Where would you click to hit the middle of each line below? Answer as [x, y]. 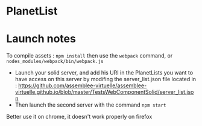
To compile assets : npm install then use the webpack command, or [90, 56]
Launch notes [41, 39]
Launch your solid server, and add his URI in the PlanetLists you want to [104, 73]
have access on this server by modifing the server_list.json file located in [106, 79]
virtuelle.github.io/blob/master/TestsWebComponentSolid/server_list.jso [104, 92]
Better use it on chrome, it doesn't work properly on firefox [79, 117]
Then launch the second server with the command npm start [90, 105]
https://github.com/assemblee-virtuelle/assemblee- [82, 85]
